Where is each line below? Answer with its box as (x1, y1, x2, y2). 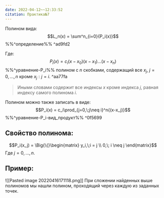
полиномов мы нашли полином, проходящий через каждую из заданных (5, 183, 160, 189)
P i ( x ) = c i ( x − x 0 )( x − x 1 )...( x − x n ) (49, 58, 117, 65)
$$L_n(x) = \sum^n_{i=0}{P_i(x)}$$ (47, 33, 119, 39)
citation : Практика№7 (5, 12, 50, 17)
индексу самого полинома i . (17, 90, 78, 96)
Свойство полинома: (5, 129, 74, 138)
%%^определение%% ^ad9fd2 (5, 41, 70, 47)
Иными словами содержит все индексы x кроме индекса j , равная (17, 84, 159, 90)
